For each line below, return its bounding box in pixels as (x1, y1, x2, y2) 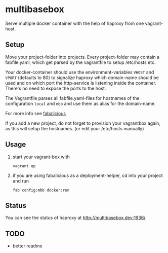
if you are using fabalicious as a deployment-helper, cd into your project (12, 172, 163, 178)
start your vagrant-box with (12, 154, 70, 160)
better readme (12, 243, 43, 249)
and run (12, 177, 29, 184)
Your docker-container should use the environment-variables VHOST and (5, 69, 154, 75)
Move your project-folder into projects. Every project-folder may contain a (5, 54, 160, 60)
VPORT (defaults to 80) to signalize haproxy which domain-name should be (5, 75, 159, 81)
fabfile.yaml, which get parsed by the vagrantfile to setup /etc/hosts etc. (5, 59, 156, 65)
